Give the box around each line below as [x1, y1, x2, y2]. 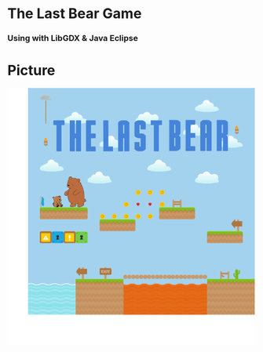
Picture [7, 62, 56, 79]
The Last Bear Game [7, 5, 142, 23]
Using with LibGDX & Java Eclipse [7, 33, 138, 44]
